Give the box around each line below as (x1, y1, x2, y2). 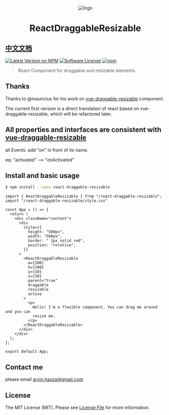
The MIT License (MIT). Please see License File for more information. (5, 404, 150, 410)
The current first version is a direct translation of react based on (5, 105, 140, 111)
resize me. (32, 314, 56, 319)
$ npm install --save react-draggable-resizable (5, 185, 110, 190)
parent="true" (27, 278, 58, 283)
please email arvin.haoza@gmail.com (5, 376, 84, 383)
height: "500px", (27, 230, 65, 235)
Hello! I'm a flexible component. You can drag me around (32, 305, 158, 310)
